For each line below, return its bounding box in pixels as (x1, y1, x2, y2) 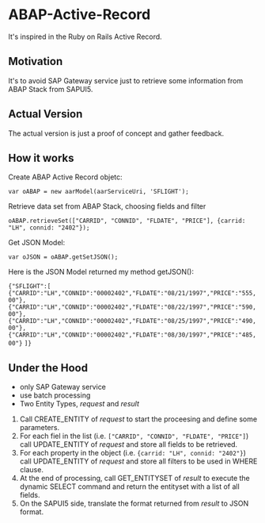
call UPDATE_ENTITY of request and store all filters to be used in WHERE (19, 456, 258, 466)
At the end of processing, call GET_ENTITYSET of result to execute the (19, 474, 251, 483)
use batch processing (19, 390, 91, 400)
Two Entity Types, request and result (19, 399, 140, 409)
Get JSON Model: (8, 238, 66, 248)
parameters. (19, 423, 60, 433)
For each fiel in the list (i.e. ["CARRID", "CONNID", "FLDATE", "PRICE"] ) (19, 431, 249, 441)
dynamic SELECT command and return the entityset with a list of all (19, 482, 240, 491)
